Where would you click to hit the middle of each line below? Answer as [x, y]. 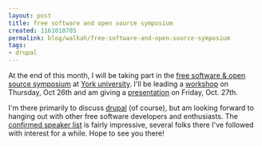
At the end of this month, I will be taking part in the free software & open [127, 75]
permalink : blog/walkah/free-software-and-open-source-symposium [119, 38]
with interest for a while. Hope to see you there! [87, 133]
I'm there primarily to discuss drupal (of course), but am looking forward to [131, 108]
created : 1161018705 [43, 30]
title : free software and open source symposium [91, 23]
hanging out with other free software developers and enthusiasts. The [123, 116]
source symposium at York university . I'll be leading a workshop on [119, 84]
